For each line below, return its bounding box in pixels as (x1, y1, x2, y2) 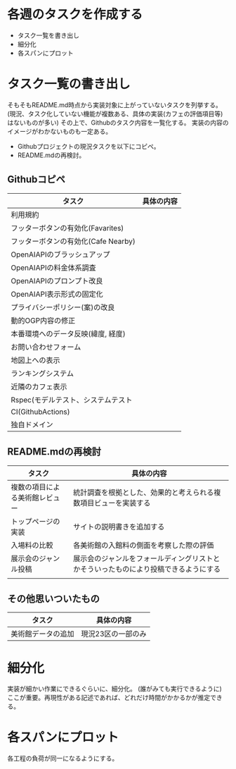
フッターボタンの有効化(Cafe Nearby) (11, 236, 136, 246)
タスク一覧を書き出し (17, 31, 79, 39)
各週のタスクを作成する (7, 6, 143, 23)
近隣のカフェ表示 (11, 381, 68, 391)
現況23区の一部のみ (81, 629, 147, 639)
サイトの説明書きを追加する (73, 522, 165, 531)
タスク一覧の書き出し (7, 76, 131, 92)
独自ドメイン (11, 419, 54, 429)
